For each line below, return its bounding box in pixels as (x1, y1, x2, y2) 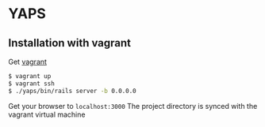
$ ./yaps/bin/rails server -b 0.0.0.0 (8, 87, 136, 95)
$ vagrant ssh (8, 80, 56, 88)
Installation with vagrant (8, 36, 131, 50)
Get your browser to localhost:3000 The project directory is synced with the (8, 101, 258, 110)
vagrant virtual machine (8, 110, 86, 119)
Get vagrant (8, 57, 48, 66)
